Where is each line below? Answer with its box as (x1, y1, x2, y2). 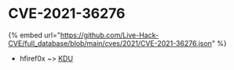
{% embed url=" (8, 30, 61, 40)
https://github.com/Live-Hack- (60, 30, 159, 40)
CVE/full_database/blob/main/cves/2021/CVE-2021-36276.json (8, 38, 212, 47)
